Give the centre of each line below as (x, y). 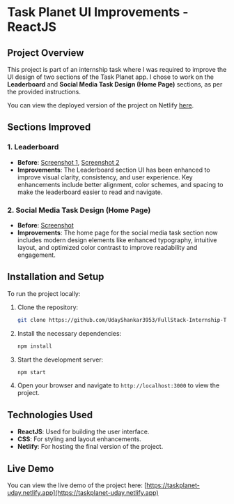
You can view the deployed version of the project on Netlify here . (101, 105)
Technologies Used (50, 415)
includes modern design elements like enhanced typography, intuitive (117, 240)
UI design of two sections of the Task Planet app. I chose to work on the (111, 77)
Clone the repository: (48, 307)
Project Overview (46, 53)
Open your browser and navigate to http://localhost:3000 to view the (118, 385)
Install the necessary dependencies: (69, 333)
